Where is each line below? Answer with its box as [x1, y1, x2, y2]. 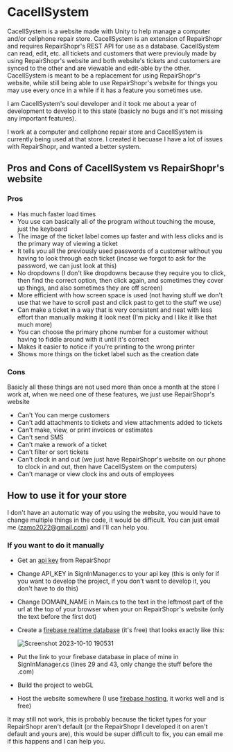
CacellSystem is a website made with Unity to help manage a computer [7, 27, 211, 35]
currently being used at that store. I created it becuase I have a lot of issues [7, 134, 223, 143]
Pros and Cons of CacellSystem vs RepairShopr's [7, 162, 225, 174]
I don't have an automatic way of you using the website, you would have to [7, 508, 221, 516]
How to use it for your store [7, 490, 127, 502]
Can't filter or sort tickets [17, 448, 89, 456]
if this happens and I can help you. [7, 737, 106, 746]
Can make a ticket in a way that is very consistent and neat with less [17, 306, 213, 314]
